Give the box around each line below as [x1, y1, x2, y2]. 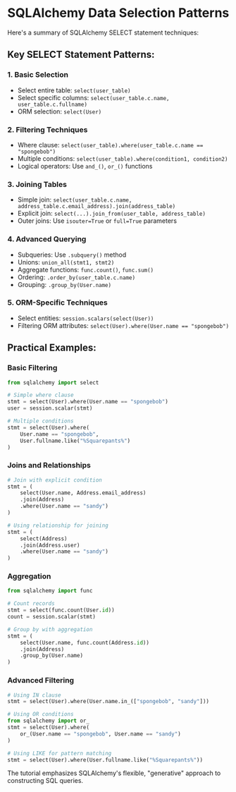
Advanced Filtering [7, 676, 75, 686]
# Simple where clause [7, 391, 74, 399]
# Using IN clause [7, 691, 61, 699]
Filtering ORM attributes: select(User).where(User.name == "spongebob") [17, 321, 230, 329]
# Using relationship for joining [7, 522, 109, 529]
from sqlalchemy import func [7, 587, 93, 595]
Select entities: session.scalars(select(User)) [17, 314, 154, 322]
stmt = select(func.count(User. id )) [7, 607, 115, 614]
